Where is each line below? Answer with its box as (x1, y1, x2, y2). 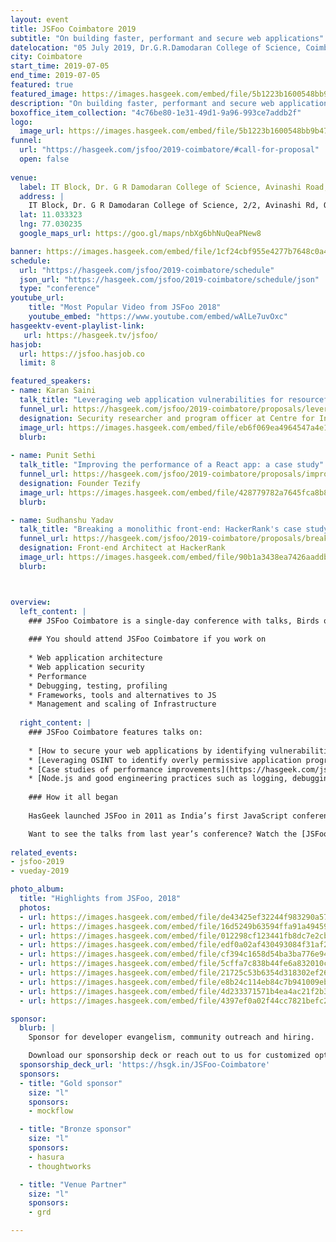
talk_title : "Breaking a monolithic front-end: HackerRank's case (19, 524, 302, 535)
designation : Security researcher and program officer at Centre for (19, 413, 315, 423)
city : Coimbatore (10, 52, 83, 62)
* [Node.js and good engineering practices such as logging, (28, 774, 288, 784)
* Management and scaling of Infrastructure (28, 699, 217, 710)
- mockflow (28, 1106, 74, 1116)
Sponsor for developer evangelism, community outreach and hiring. (28, 1032, 315, 1043)
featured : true (10, 80, 74, 90)
